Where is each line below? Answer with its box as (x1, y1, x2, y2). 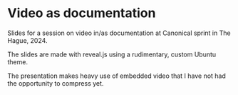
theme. (7, 57, 29, 66)
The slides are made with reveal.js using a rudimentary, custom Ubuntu (7, 50, 217, 59)
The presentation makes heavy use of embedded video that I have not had (7, 71, 227, 80)
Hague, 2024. (7, 36, 48, 44)
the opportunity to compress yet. (7, 79, 104, 87)
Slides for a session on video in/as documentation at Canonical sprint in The (7, 29, 231, 37)
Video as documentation (7, 5, 156, 21)
